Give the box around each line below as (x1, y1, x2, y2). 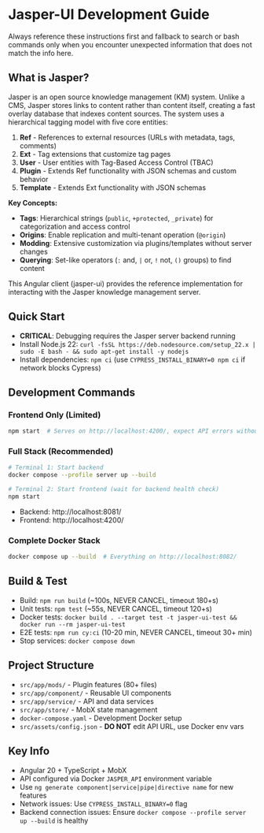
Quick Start (8, 310, 65, 324)
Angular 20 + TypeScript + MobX (19, 765, 127, 775)
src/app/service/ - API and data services (19, 696, 155, 706)
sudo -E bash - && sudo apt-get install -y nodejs (19, 348, 189, 355)
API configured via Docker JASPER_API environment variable (19, 774, 212, 783)
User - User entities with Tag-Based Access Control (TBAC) (19, 158, 214, 167)
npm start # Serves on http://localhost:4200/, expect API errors (8, 427, 234, 435)
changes (19, 247, 49, 256)
